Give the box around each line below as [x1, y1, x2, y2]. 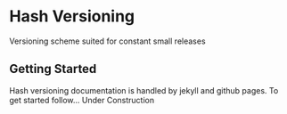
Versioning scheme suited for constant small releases [9, 36, 207, 46]
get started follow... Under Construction [9, 94, 154, 105]
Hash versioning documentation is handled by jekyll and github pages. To [9, 85, 279, 95]
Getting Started [9, 61, 97, 77]
